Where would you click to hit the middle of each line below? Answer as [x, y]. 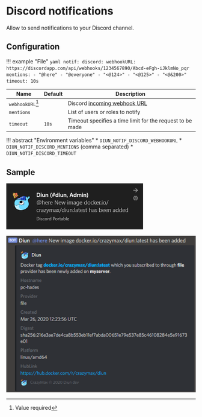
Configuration [33, 47]
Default [54, 94]
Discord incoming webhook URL [107, 103]
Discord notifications [60, 11]
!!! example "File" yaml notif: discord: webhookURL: [71, 61]
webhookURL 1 [24, 103]
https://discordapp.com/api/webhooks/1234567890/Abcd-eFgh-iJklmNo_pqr [98, 68]
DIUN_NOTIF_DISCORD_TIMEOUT [41, 154]
